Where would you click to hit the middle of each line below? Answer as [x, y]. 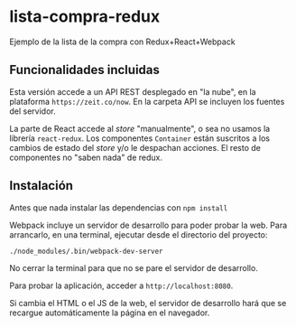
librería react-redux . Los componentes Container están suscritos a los [140, 138]
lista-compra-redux [85, 17]
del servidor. [32, 111]
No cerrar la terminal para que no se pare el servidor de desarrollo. [134, 268]
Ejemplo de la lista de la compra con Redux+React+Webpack [123, 42]
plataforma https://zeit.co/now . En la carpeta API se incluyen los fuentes [147, 101]
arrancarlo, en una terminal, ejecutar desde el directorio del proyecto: [139, 234]
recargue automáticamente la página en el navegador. [110, 313]
